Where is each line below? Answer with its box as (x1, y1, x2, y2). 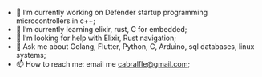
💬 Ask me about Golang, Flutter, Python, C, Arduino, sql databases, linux (15, 42, 255, 51)
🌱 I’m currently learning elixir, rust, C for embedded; (15, 25, 187, 34)
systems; (15, 51, 46, 59)
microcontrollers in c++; (15, 16, 96, 26)
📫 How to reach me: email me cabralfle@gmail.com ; (15, 59, 191, 68)
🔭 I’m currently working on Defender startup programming (15, 8, 208, 17)
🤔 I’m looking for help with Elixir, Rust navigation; (15, 33, 176, 43)
